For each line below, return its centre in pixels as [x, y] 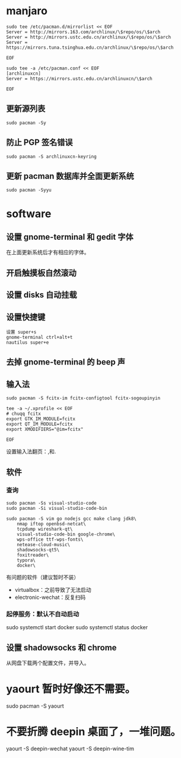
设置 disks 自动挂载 [42, 295]
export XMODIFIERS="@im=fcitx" [45, 429]
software [29, 213]
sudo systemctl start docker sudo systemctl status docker [77, 627]
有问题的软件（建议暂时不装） [42, 577]
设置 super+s [21, 332]
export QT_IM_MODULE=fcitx [39, 424]
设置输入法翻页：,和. [31, 452]
